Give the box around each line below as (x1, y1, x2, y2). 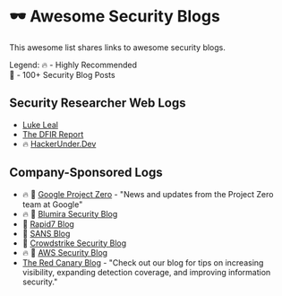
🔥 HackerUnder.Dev (21, 138, 97, 149)
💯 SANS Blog (21, 228, 71, 239)
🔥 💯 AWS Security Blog (21, 247, 108, 257)
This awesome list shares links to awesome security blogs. (9, 41, 226, 53)
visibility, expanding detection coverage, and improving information (21, 266, 271, 277)
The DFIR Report (21, 128, 84, 139)
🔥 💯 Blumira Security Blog (21, 208, 118, 219)
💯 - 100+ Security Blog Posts (9, 69, 115, 80)
